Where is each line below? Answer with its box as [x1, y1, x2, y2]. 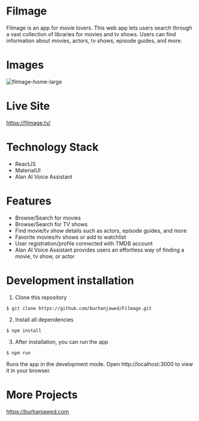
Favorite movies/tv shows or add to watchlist [14, 233, 126, 241]
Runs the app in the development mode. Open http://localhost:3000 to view [6, 360, 194, 367]
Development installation [6, 273, 134, 287]
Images [6, 59, 44, 72]
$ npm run [6, 350, 31, 356]
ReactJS [14, 160, 36, 167]
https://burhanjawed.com [6, 408, 69, 415]
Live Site [6, 100, 50, 113]
